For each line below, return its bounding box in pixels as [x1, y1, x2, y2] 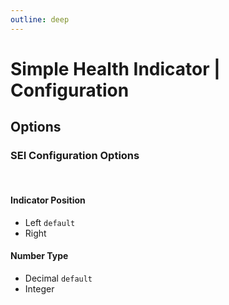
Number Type [10, 250, 69, 262]
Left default [24, 216, 76, 228]
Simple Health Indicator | [10, 57, 221, 80]
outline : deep [10, 14, 70, 25]
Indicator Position [10, 194, 86, 206]
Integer [24, 282, 55, 295]
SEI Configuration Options [10, 149, 140, 163]
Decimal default [24, 272, 93, 284]
